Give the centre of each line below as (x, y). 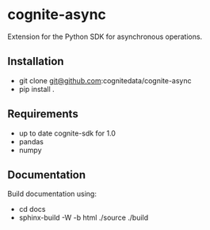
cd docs (32, 209)
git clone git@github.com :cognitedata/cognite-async (105, 80)
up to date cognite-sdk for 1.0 (67, 133)
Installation (36, 61)
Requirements (43, 114)
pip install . (36, 89)
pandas (31, 141)
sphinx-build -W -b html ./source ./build (84, 218)
